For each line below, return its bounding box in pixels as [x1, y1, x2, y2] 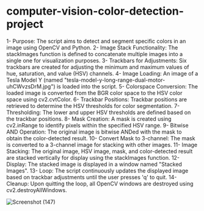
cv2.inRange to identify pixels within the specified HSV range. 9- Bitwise [6, 121, 189, 129]
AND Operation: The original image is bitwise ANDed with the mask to [6, 128, 182, 135]
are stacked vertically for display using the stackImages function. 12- [6, 154, 180, 161]
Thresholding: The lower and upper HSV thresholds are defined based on [6, 109, 191, 116]
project [6, 17, 44, 31]
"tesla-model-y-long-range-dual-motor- [64, 76, 166, 84]
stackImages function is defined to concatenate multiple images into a [6, 50, 183, 57]
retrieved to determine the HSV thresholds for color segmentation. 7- [6, 102, 180, 109]
